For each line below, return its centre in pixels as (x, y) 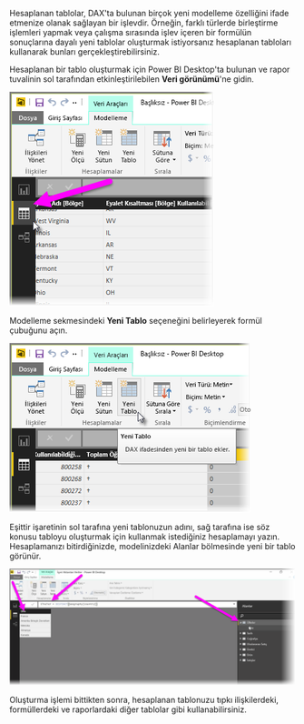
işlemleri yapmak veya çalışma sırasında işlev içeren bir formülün (131, 32)
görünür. (25, 556)
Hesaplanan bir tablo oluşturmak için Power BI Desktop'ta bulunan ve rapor (150, 69)
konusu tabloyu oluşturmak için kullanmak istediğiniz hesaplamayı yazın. (145, 537)
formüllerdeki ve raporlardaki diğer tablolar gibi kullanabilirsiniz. (128, 709)
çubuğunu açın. (39, 330)
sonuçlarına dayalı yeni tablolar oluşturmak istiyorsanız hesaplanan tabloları (151, 42)
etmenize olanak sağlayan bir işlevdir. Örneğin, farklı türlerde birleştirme (144, 23)
